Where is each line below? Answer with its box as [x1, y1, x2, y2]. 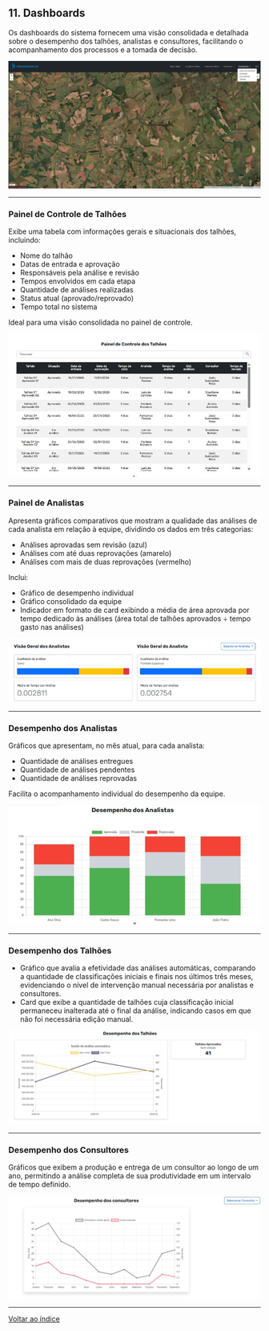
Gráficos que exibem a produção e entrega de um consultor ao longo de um [8, 1162, 259, 1172]
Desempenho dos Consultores [8, 1144, 130, 1155]
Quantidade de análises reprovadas [19, 774, 138, 783]
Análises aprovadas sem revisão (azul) [19, 540, 148, 549]
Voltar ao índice [8, 1313, 60, 1324]
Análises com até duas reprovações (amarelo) [19, 548, 172, 557]
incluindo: [8, 235, 41, 245]
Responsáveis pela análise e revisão [19, 268, 140, 278]
